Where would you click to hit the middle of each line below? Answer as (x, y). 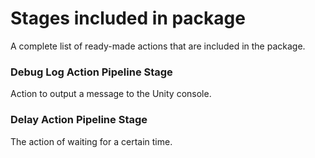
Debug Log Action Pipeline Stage (91, 72)
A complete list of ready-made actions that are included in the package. (158, 46)
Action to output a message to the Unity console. (111, 94)
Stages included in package (128, 18)
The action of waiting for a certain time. (91, 141)
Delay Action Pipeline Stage (79, 120)
